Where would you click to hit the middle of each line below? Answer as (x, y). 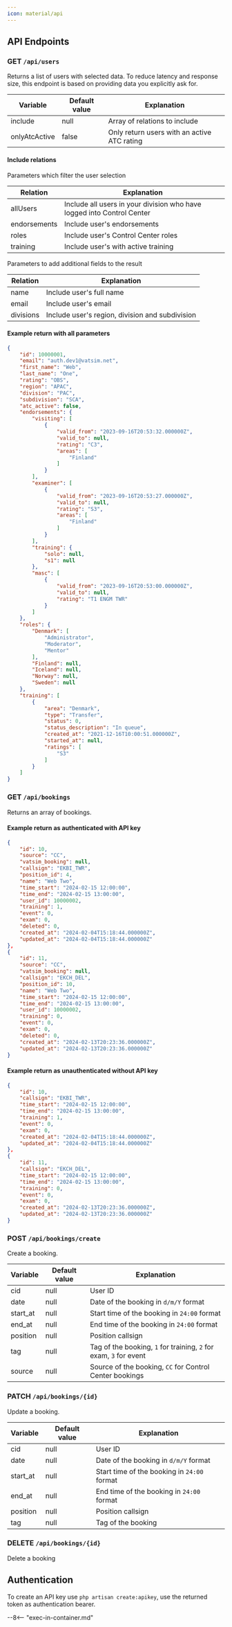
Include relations (32, 159)
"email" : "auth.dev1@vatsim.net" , (69, 361)
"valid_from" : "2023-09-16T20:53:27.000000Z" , (125, 496)
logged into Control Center (107, 213)
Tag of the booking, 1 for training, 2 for (152, 1347)
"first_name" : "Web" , (50, 368)
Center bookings (117, 1376)
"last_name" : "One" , (49, 374)
